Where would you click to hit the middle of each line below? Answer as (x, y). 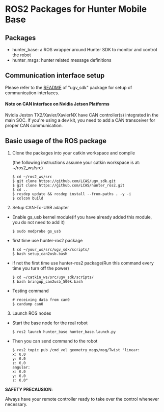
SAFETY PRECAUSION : (29, 389)
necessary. (16, 404)
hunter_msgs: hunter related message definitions (62, 60)
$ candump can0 (28, 304)
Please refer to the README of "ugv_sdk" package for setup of (69, 87)
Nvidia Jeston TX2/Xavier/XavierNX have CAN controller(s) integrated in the (82, 115)
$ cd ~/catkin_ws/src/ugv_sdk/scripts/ (53, 277)
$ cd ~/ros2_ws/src (32, 177)
